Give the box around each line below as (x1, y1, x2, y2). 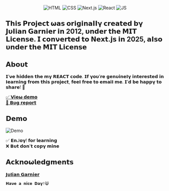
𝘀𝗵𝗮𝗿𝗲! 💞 (6, 84, 26, 90)
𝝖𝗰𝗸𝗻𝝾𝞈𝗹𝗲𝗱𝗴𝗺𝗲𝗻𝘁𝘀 (6, 158, 74, 166)
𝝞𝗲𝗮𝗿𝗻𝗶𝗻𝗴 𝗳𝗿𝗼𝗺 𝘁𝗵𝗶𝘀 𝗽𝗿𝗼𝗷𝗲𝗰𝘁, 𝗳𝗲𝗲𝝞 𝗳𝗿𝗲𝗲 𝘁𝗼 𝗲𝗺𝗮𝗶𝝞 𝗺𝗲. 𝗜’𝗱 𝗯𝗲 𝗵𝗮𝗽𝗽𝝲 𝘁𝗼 (6, 79, 162, 85)
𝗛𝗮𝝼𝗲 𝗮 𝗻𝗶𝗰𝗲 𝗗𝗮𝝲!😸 (6, 181, 49, 186)
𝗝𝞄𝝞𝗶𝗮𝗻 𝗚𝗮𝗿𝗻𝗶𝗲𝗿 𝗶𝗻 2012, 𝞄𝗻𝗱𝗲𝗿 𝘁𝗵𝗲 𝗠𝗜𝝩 (6, 27, 137, 36)
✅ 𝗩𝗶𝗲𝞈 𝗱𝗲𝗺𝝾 (6, 94, 38, 100)
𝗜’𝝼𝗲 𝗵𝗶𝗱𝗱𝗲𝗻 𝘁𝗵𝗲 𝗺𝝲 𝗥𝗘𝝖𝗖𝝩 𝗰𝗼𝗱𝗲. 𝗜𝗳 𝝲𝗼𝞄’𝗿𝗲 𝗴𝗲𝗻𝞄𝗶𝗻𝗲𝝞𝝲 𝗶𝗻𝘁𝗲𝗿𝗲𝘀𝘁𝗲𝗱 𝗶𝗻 (6, 74, 164, 80)
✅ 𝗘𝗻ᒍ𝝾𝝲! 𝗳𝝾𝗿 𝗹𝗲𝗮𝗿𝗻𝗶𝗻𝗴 (6, 138, 57, 144)
